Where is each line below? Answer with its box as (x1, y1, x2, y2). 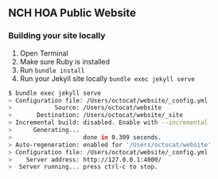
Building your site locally (8, 30, 106, 41)
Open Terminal (19, 48, 69, 58)
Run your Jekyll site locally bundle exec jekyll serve (19, 73, 195, 83)
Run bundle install (19, 65, 85, 75)
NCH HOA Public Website (8, 6, 137, 20)
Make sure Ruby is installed (19, 56, 110, 66)
